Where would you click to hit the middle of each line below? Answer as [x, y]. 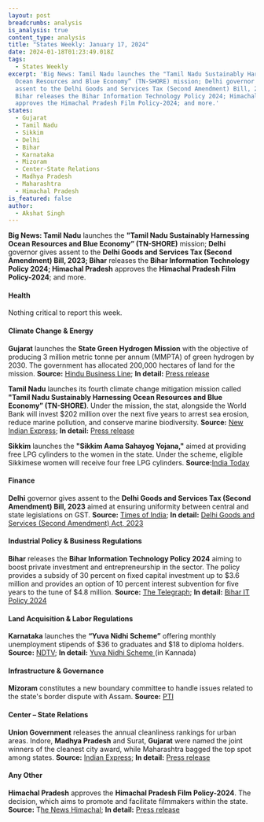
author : [21, 205]
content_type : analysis [47, 37]
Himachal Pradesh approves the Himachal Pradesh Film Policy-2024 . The [130, 793]
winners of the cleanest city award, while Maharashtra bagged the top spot [130, 749]
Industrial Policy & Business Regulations [75, 541]
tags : [17, 60]
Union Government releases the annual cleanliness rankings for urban [122, 732]
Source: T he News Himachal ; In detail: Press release [94, 809]
